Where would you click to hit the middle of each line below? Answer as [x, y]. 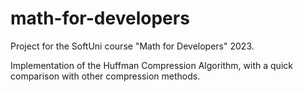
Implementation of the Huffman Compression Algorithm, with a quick [151, 65]
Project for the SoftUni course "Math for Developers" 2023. [132, 46]
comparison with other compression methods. [105, 76]
